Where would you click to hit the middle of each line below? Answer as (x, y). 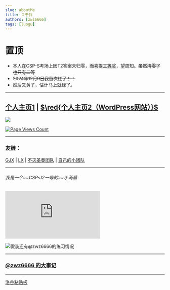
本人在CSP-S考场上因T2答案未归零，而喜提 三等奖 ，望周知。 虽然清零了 (87, 66)
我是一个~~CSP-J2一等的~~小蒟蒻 (41, 177)
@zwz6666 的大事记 (31, 266)
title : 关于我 (19, 15)
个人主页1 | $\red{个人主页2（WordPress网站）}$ (82, 107)
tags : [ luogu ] (20, 24)
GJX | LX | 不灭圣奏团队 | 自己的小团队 (45, 160)
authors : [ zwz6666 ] (26, 19)
